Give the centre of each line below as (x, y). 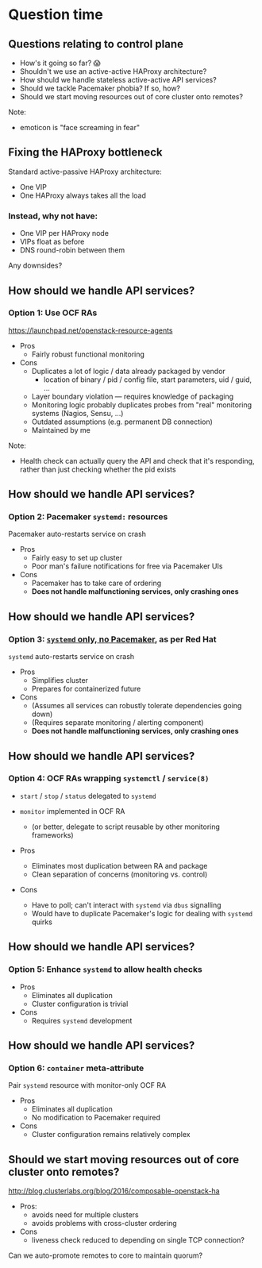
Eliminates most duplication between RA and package (119, 865)
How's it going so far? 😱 (60, 63)
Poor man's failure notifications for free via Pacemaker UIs (127, 566)
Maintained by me (61, 430)
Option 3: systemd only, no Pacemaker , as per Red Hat (112, 639)
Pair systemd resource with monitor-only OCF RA (87, 1085)
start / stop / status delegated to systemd (88, 796)
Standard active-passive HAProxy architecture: (85, 172)
